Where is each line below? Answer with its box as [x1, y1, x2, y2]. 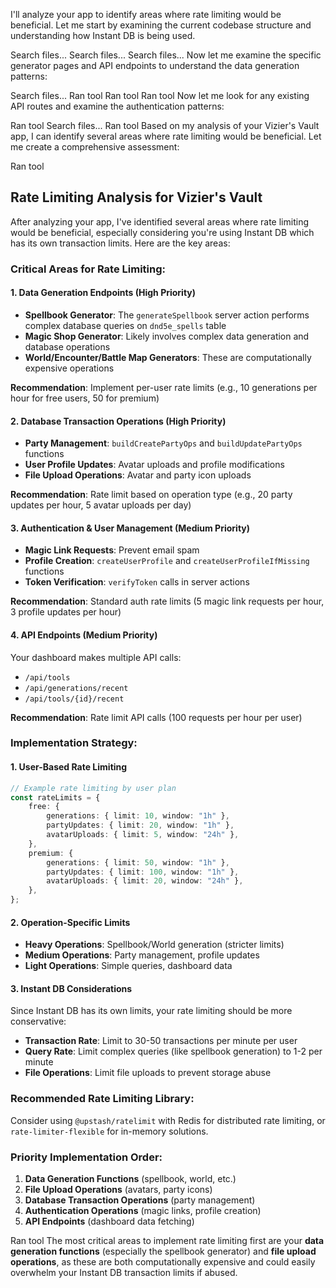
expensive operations [24, 362, 115, 374]
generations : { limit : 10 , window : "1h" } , [46, 811, 230, 821]
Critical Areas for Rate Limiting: [10, 262, 166, 276]
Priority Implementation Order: [10, 1150, 163, 1164]
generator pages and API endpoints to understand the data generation [10, 60, 300, 71]
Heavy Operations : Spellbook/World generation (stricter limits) [24, 939, 285, 951]
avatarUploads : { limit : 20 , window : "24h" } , [46, 876, 244, 886]
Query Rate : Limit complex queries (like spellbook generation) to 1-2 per [24, 1045, 323, 1058]
